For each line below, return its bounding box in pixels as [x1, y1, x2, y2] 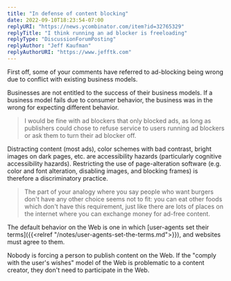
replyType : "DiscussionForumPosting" [7, 36, 117, 43]
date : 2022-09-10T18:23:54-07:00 [7, 17, 104, 24]
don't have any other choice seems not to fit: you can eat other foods [24, 194, 223, 203]
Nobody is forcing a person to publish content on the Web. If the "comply [7, 251, 216, 260]
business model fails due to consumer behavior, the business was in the [7, 96, 213, 104]
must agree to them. [7, 237, 65, 246]
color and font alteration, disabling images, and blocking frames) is [7, 167, 198, 175]
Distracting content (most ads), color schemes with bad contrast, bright [7, 145, 212, 153]
